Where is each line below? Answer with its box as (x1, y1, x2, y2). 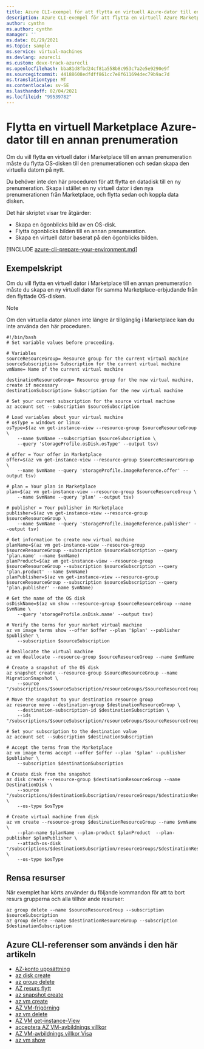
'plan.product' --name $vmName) (6, 569, 88, 575)
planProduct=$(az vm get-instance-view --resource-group (6, 558, 154, 564)
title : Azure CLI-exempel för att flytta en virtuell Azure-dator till (6, 9, 191, 15)
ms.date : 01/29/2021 (6, 37, 59, 43)
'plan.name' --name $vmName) (6, 552, 80, 559)
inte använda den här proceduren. (6, 322, 92, 329)
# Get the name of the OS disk (6, 595, 86, 602)
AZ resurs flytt (15, 984, 52, 992)
